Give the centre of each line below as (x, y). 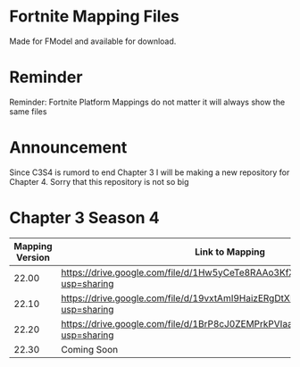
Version (33, 257)
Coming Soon (90, 349)
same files (28, 111)
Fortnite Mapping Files (95, 17)
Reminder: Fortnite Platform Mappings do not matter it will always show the (147, 102)
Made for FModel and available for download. (93, 41)
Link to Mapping (230, 252)
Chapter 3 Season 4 (84, 218)
